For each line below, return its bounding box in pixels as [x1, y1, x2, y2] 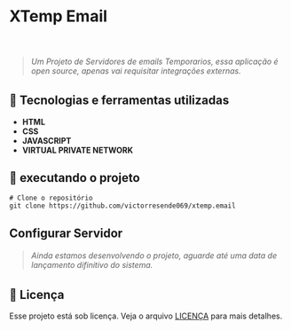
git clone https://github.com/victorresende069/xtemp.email [9, 201, 237, 210]
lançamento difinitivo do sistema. [30, 260, 153, 271]
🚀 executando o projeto [9, 170, 140, 185]
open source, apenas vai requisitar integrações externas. [30, 65, 241, 76]
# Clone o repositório [9, 193, 93, 203]
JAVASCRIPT [21, 135, 72, 145]
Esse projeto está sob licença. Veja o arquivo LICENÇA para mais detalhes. [9, 310, 283, 321]
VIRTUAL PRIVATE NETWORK [21, 145, 134, 155]
